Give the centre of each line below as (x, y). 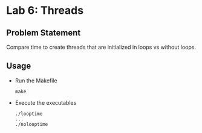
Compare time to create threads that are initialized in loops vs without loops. (101, 47)
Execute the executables (46, 102)
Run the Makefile (36, 80)
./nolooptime (31, 124)
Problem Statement (44, 33)
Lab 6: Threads (45, 11)
